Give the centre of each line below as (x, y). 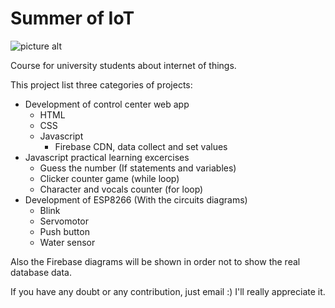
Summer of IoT (72, 18)
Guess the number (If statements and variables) (138, 168)
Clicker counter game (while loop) (109, 178)
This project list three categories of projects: (101, 84)
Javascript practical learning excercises (107, 157)
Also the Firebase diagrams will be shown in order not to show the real (155, 261)
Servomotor (64, 221)
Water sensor (67, 242)
